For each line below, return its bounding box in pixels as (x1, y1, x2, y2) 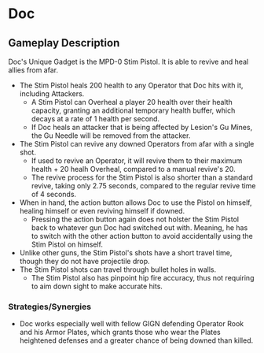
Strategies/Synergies (8, 301, 92, 312)
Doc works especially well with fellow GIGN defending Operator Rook (19, 319, 244, 329)
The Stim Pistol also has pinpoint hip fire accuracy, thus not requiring (31, 273, 255, 282)
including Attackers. (19, 89, 85, 98)
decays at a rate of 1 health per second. (31, 114, 159, 123)
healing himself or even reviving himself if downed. (19, 206, 185, 215)
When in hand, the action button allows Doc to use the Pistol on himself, (19, 198, 252, 207)
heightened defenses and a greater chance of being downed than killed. (19, 336, 254, 345)
